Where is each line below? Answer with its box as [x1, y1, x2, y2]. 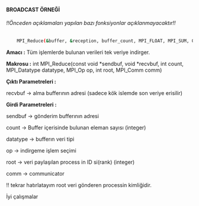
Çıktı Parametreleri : [6, 78, 56, 85]
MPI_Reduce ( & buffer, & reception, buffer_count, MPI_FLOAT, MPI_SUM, [17, 37, 190, 44]
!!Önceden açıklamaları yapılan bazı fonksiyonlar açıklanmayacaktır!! [6, 20, 176, 27]
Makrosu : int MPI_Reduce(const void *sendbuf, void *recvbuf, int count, [6, 60, 184, 67]
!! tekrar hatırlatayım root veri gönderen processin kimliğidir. [6, 181, 152, 188]
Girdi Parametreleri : [6, 101, 57, 108]
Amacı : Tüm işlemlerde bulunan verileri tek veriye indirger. [6, 49, 150, 56]
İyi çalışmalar [6, 193, 38, 200]
